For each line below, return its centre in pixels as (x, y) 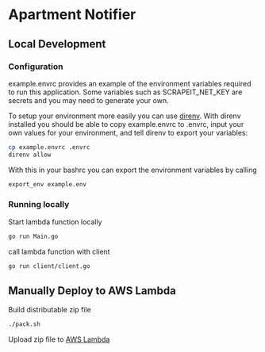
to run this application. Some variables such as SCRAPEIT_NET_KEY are (125, 92)
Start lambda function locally (55, 222)
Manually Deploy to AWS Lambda (92, 291)
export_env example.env (48, 184)
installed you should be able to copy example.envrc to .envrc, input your (126, 124)
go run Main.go (33, 236)
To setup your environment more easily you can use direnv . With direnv (125, 116)
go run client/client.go (49, 266)
